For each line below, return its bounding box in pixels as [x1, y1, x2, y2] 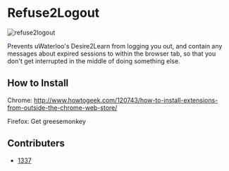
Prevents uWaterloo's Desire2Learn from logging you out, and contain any [7, 42, 223, 50]
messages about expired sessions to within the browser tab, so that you [7, 49, 216, 58]
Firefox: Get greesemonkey [7, 117, 87, 125]
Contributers [7, 137, 66, 149]
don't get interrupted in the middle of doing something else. [7, 56, 181, 65]
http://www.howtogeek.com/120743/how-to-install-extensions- [34, 96, 218, 104]
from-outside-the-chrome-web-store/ [7, 103, 118, 112]
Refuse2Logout [7, 5, 100, 21]
